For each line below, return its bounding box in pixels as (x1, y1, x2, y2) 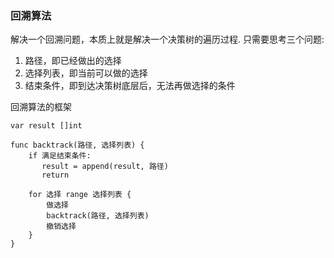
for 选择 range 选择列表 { (28, 190, 132, 200)
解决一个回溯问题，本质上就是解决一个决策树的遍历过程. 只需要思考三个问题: (10, 33, 325, 46)
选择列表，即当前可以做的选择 (24, 67, 148, 79)
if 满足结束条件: (28, 151, 92, 161)
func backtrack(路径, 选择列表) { (10, 140, 145, 151)
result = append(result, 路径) (41, 162, 169, 172)
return (41, 170, 70, 181)
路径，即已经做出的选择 (24, 55, 122, 67)
